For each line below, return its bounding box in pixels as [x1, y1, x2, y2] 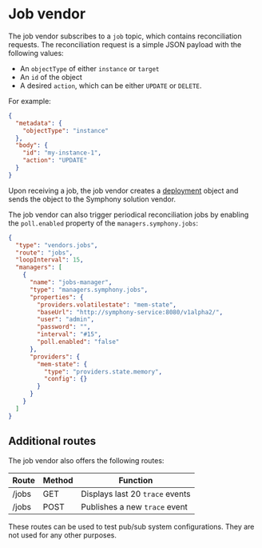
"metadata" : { [15, 119, 62, 127]
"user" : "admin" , [37, 315, 94, 324]
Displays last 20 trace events [81, 488, 191, 499]
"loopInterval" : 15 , [15, 256, 84, 264]
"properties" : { [29, 293, 84, 301]
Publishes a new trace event [81, 501, 188, 512]
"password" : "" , [37, 323, 91, 331]
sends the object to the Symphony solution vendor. [8, 194, 177, 204]
